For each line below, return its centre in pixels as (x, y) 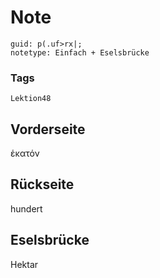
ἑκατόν (25, 153)
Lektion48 (31, 99)
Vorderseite (48, 129)
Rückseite (42, 184)
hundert (26, 208)
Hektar (24, 264)
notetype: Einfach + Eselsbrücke (80, 52)
